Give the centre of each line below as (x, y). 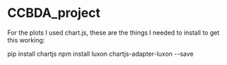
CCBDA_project (54, 13)
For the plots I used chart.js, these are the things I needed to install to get (114, 32)
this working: (26, 40)
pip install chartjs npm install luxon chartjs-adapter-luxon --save (100, 54)
